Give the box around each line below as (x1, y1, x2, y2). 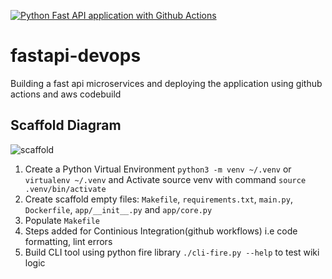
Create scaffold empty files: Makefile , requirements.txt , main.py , (24, 193, 293, 205)
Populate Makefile (24, 214, 100, 226)
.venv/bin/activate (24, 184, 107, 194)
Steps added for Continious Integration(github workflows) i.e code (24, 225, 298, 237)
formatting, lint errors (24, 235, 113, 247)
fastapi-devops (10, 45, 142, 67)
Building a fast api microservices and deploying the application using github (10, 77, 323, 89)
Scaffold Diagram (10, 117, 122, 134)
